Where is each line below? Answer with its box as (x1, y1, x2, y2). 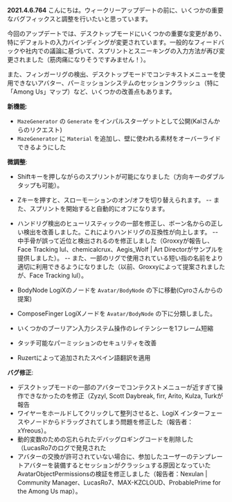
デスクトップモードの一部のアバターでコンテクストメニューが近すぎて (17, 383, 217, 391)
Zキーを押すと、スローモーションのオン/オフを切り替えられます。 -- (17, 196, 213, 204)
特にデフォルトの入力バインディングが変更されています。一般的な (7, 38, 195, 46)
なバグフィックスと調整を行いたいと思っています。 (7, 15, 152, 23)
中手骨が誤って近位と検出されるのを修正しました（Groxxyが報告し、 (17, 236, 213, 245)
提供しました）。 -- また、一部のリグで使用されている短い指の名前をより (17, 254, 224, 262)
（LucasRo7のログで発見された (17, 444, 107, 452)
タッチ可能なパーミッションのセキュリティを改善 (17, 339, 157, 347)
